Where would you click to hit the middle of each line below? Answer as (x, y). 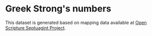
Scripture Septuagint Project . (36, 27)
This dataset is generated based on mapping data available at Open (76, 22)
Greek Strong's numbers (58, 9)
